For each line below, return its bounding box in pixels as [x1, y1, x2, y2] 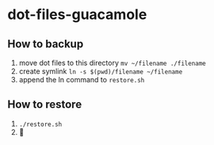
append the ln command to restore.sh [18, 75, 145, 84]
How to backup [7, 37, 84, 51]
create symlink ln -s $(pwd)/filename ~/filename [18, 67, 183, 76]
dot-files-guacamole [7, 6, 147, 24]
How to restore [7, 97, 82, 112]
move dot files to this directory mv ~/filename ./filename [18, 58, 207, 67]
